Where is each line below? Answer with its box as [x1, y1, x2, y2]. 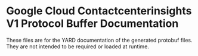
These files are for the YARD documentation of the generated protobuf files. [6, 36, 193, 43]
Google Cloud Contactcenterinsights [6, 4, 192, 18]
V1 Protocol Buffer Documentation [6, 17, 179, 30]
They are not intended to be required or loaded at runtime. [6, 43, 149, 50]
